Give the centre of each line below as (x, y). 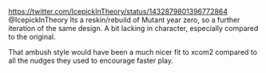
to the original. (32, 36)
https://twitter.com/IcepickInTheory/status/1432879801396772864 (118, 12)
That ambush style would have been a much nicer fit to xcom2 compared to (133, 52)
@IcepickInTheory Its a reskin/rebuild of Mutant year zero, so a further (124, 20)
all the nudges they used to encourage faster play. (91, 60)
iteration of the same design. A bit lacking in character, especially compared (133, 28)
